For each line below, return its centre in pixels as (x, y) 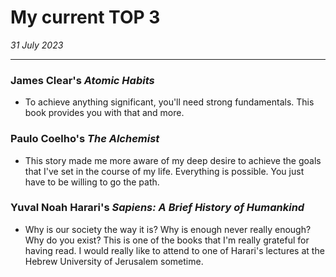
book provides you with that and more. (104, 113)
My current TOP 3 (85, 17)
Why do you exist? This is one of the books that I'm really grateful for (167, 240)
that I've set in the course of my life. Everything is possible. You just (164, 171)
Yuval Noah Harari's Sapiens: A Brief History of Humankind (157, 208)
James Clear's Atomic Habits (82, 80)
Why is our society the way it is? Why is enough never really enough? (168, 229)
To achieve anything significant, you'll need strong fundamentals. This (169, 102)
